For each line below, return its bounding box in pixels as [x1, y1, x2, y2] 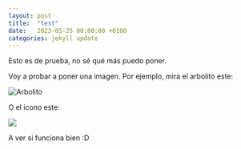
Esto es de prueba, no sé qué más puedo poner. [8, 56, 167, 66]
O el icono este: [8, 103, 60, 112]
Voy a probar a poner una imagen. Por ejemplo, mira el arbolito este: [8, 71, 234, 81]
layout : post [8, 11, 52, 20]
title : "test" [8, 19, 59, 27]
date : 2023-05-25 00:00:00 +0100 [8, 26, 127, 34]
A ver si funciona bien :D [8, 133, 90, 143]
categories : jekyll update [8, 34, 98, 42]
